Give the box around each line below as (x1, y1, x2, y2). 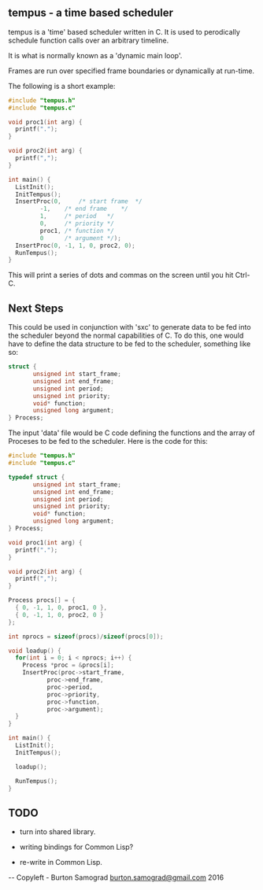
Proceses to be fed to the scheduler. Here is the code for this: (8, 437, 209, 446)
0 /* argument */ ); (39, 234, 122, 242)
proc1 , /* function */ (39, 227, 114, 235)
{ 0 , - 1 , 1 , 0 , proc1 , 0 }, (15, 604, 108, 611)
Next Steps (8, 301, 64, 315)
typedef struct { (8, 473, 65, 481)
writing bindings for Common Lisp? (19, 842, 134, 852)
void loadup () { (8, 647, 61, 655)
